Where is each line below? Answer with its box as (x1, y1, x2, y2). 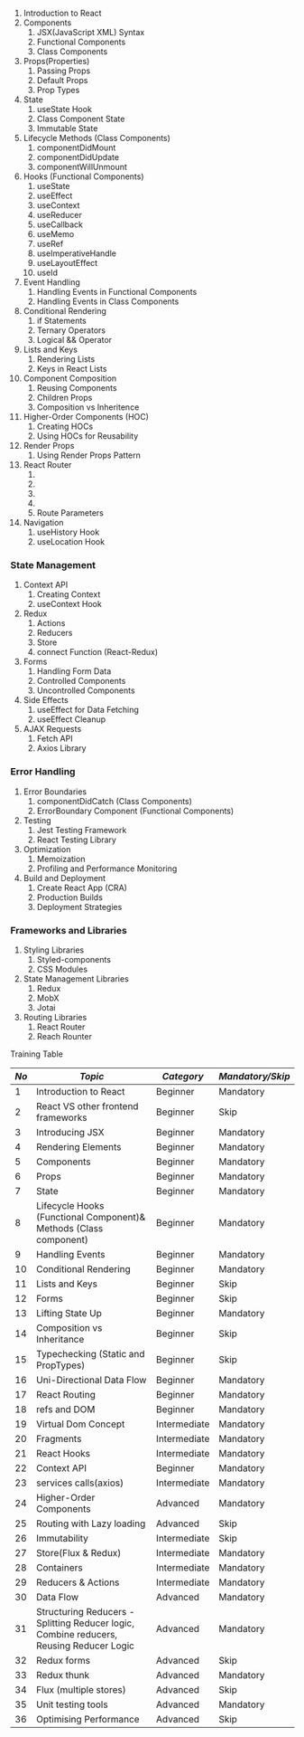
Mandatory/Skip (218, 1069, 290, 1082)
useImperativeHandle (36, 248, 116, 259)
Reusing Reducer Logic (36, 1639, 134, 1652)
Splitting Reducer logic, (36, 1617, 134, 1629)
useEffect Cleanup (36, 714, 106, 725)
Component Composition (23, 373, 117, 384)
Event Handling (23, 277, 80, 288)
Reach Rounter (36, 1030, 93, 1041)
